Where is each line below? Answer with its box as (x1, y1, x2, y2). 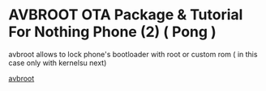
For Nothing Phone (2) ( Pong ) (8, 23, 217, 41)
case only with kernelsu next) (8, 58, 107, 68)
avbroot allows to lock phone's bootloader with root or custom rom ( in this (8, 49, 258, 59)
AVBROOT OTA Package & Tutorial (8, 6, 243, 24)
